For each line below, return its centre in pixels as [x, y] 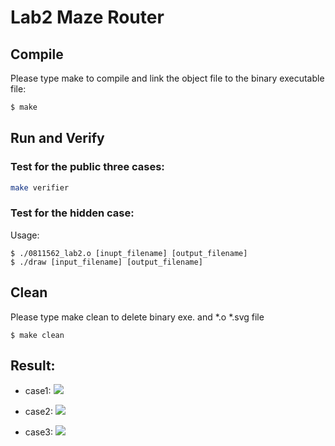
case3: [39, 432]
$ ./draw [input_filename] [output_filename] [106, 262]
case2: [38, 412]
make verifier [40, 187]
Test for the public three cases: [87, 167]
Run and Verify [57, 138]
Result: [33, 365]
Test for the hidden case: [72, 213]
